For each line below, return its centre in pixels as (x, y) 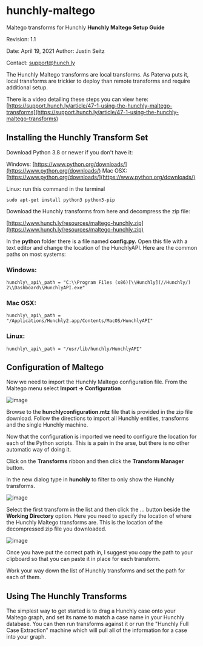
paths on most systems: (36, 254)
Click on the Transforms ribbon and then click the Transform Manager (95, 461)
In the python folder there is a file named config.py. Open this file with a (97, 241)
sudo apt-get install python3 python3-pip (61, 200)
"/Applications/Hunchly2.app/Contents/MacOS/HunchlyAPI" (80, 321)
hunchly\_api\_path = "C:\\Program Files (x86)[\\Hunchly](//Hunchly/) (98, 283)
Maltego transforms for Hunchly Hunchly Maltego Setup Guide (85, 27)
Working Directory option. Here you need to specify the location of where (99, 516)
